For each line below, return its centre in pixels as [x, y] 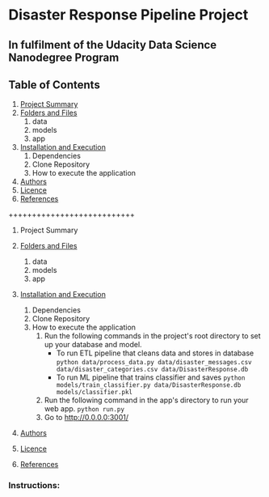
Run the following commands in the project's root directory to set [152, 336]
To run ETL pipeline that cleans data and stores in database [155, 353]
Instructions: [34, 486]
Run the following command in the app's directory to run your [146, 400]
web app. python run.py [84, 409]
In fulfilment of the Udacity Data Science [113, 45]
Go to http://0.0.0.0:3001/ [86, 418]
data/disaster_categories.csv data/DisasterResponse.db [152, 370]
